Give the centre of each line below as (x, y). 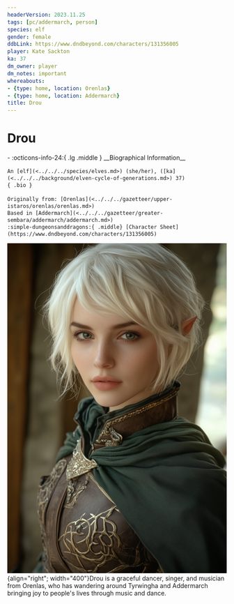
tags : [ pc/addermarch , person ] (53, 22)
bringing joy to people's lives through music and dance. (87, 593)
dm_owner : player (32, 66)
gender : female (29, 37)
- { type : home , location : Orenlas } (59, 88)
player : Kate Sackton (39, 52)
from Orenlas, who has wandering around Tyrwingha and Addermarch (108, 585)
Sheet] (169, 227)
